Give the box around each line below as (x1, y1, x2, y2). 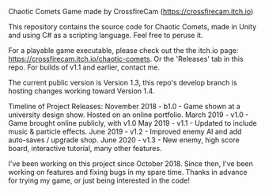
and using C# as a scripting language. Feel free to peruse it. (8, 31, 203, 40)
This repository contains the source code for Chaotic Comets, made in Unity (8, 22, 257, 31)
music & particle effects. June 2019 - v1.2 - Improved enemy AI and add (8, 127, 242, 136)
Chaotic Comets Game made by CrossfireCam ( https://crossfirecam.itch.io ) (8, 7, 254, 16)
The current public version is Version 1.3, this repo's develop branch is (8, 78, 237, 87)
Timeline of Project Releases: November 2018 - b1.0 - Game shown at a (8, 102, 241, 111)
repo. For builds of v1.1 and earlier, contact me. (8, 62, 161, 72)
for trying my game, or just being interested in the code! (8, 176, 190, 185)
